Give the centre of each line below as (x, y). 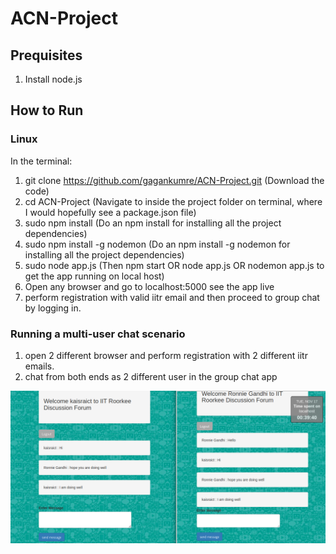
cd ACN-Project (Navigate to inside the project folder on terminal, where (173, 201)
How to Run (47, 110)
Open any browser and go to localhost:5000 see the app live (149, 286)
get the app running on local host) (94, 276)
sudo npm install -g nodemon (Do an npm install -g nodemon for (157, 244)
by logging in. (53, 308)
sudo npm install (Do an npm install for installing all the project (153, 223)
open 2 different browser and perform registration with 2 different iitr (166, 355)
